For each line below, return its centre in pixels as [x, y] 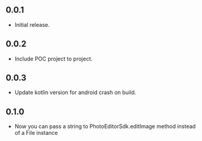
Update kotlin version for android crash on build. [75, 92]
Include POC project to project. [53, 59]
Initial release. [32, 24]
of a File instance [36, 133]
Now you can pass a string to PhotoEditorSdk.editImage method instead [105, 126]
